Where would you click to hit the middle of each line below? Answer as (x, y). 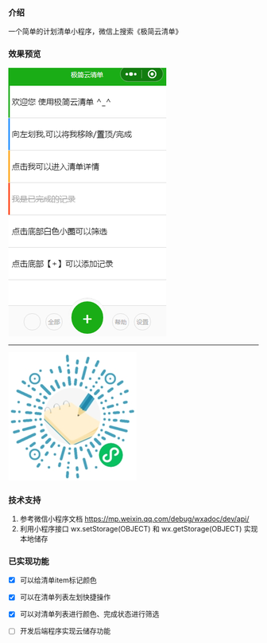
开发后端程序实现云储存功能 (65, 631)
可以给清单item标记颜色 (58, 580)
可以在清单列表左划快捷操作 (65, 597)
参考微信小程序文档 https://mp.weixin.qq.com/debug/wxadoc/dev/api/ (134, 519)
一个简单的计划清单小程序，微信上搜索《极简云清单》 (95, 31)
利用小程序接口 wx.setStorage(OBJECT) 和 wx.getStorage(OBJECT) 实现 (139, 528)
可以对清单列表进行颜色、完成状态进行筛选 (89, 614)
